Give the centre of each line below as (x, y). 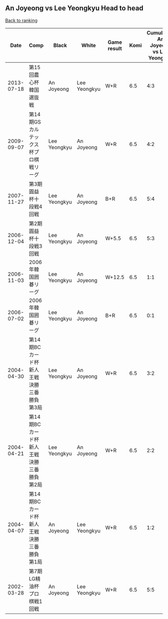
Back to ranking (21, 20)
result (115, 48)
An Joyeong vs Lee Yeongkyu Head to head (74, 8)
